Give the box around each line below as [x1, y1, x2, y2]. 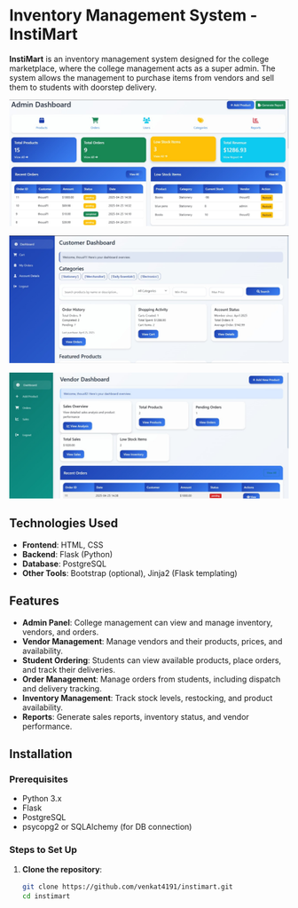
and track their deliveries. [21, 664, 116, 675]
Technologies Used [9, 516, 118, 531]
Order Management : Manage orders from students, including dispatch [21, 674, 281, 684]
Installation [9, 746, 73, 762]
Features [9, 594, 59, 609]
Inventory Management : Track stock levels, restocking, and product [21, 692, 273, 703]
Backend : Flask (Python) [21, 549, 114, 559]
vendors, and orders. [21, 627, 99, 637]
